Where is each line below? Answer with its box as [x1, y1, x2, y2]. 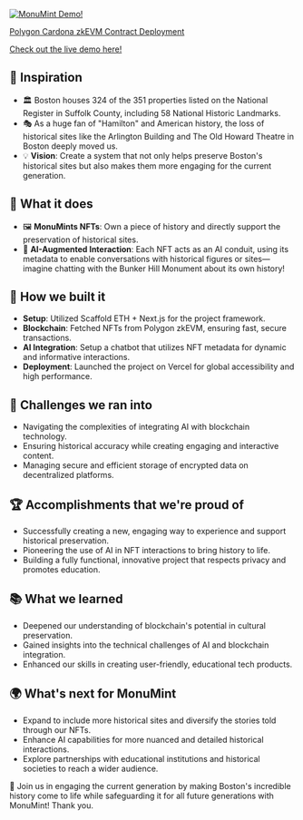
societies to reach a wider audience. [22, 763, 159, 774]
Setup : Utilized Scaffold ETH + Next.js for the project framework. [22, 313, 266, 324]
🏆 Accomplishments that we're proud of [9, 497, 245, 512]
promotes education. [22, 564, 102, 575]
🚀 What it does [9, 196, 93, 212]
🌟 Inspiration [9, 70, 83, 85]
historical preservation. [22, 535, 109, 546]
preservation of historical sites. [22, 234, 139, 245]
